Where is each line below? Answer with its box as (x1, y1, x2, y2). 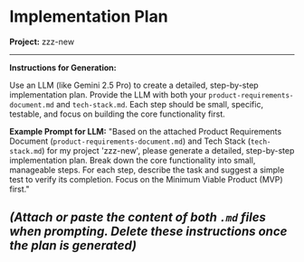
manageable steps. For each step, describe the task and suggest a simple (9, 164, 285, 175)
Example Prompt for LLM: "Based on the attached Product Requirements (9, 126, 282, 136)
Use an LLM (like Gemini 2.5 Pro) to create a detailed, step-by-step (9, 80, 260, 90)
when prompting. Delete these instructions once (9, 224, 288, 239)
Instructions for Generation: (9, 61, 117, 73)
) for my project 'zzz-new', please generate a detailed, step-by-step (42, 145, 295, 155)
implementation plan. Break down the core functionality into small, (9, 154, 256, 165)
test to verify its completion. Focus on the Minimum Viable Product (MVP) (9, 173, 283, 184)
